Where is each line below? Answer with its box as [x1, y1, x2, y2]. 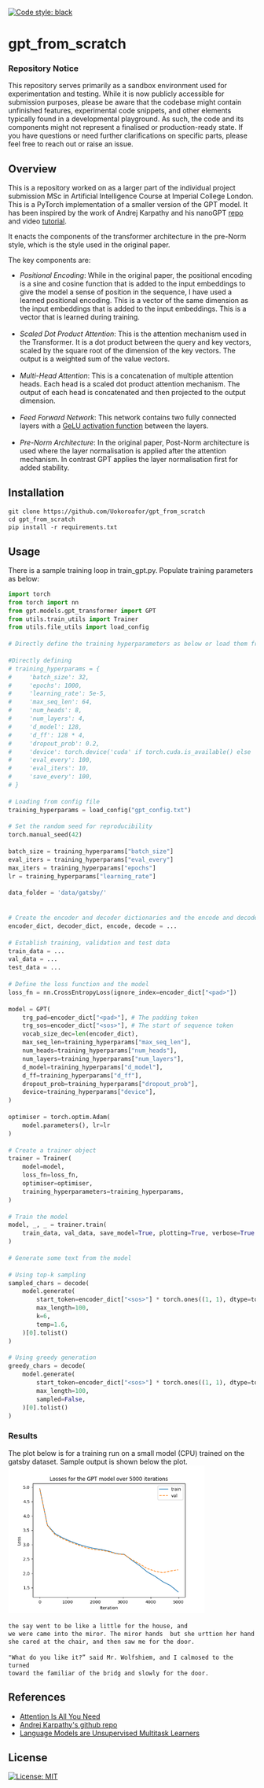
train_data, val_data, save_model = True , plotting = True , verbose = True [22, 1229, 255, 1237]
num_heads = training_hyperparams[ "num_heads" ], [22, 1047, 178, 1055]
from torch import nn [8, 598, 79, 606]
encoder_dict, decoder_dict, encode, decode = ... [8, 922, 178, 930]
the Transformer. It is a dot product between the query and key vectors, [19, 338, 251, 347]
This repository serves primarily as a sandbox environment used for [8, 81, 228, 91]
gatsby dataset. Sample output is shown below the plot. [8, 1457, 189, 1466]
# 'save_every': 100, [8, 773, 93, 781]
